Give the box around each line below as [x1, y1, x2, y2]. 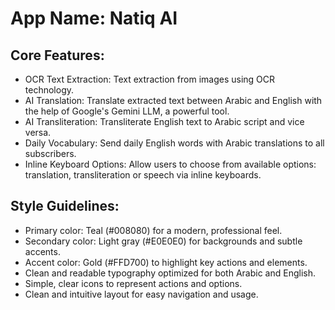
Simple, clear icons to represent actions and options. [24, 277, 243, 289]
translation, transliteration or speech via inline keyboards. [24, 169, 262, 181]
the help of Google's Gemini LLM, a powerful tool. [24, 105, 230, 117]
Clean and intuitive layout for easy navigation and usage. [24, 288, 259, 300]
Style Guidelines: [10, 198, 120, 215]
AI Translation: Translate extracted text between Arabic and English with [24, 95, 323, 106]
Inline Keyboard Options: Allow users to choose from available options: [24, 158, 317, 170]
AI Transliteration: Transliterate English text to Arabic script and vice [24, 116, 305, 127]
